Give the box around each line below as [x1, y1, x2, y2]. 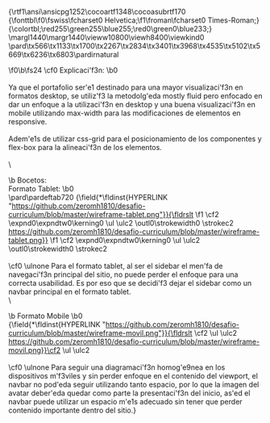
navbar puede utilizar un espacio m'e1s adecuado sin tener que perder [8, 397, 243, 406]
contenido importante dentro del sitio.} [8, 405, 137, 415]
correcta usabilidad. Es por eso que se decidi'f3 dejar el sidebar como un [8, 279, 252, 287]
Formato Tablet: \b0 [8, 184, 74, 193]
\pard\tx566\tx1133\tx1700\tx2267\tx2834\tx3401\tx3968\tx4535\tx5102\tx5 [8, 41, 260, 51]
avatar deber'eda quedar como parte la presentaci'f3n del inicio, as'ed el [8, 388, 251, 398]
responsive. [8, 117, 48, 126]
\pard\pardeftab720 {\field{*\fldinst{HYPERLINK [8, 193, 168, 202]
